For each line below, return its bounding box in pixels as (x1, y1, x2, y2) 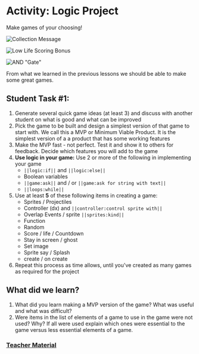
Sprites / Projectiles (23, 198, 72, 205)
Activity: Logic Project (6, 4, 119, 18)
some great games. (6, 76, 54, 83)
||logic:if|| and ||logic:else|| (23, 166, 106, 173)
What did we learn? (6, 285, 80, 296)
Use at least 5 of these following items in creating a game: (14, 192, 158, 199)
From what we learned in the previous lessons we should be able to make (6, 70, 186, 77)
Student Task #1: (6, 94, 70, 104)
